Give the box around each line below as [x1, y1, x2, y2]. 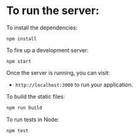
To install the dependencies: [6, 24, 78, 31]
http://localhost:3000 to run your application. [15, 81, 133, 88]
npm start [6, 58, 32, 64]
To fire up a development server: [6, 47, 89, 54]
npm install [6, 36, 37, 42]
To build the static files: [6, 92, 66, 100]
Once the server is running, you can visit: [6, 69, 110, 77]
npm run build [6, 105, 43, 111]
